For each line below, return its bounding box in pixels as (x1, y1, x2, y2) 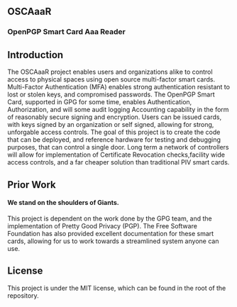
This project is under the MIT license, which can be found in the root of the (7, 284, 226, 292)
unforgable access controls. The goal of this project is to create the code (7, 128, 221, 137)
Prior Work (7, 179, 57, 191)
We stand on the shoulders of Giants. (7, 199, 119, 207)
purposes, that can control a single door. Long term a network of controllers (7, 143, 229, 152)
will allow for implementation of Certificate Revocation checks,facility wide (7, 150, 226, 159)
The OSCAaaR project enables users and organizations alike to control (7, 67, 213, 77)
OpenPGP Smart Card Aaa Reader (7, 27, 126, 37)
